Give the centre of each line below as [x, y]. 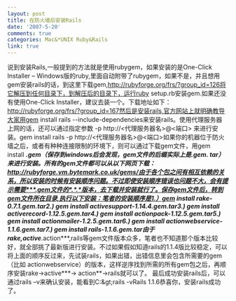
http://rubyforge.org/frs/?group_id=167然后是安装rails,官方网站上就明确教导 [116, 111]
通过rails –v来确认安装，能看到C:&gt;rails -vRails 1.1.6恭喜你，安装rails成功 [114, 282]
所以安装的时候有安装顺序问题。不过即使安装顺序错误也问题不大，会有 [120, 181]
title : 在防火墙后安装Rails [44, 20]
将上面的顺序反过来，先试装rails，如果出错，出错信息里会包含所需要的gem [115, 255]
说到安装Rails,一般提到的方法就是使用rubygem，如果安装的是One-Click [110, 67]
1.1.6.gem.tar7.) [30, 229]
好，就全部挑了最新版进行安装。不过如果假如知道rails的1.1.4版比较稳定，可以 [117, 247]
